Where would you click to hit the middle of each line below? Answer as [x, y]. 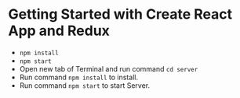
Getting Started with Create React [120, 14]
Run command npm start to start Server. [85, 85]
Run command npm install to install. [79, 77]
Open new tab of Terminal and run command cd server [109, 68]
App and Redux [59, 31]
